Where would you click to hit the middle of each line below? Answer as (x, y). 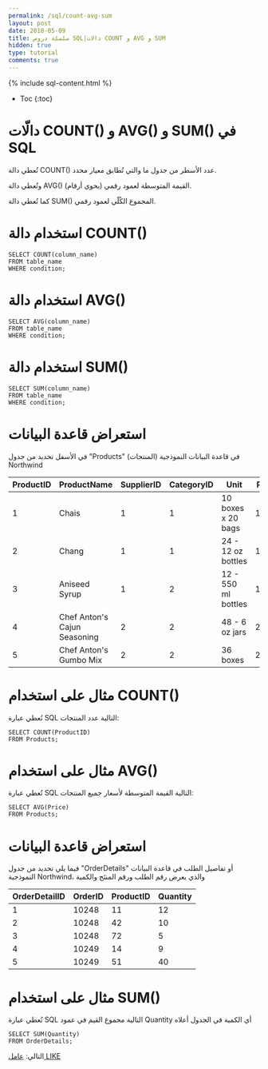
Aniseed (74, 584)
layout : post (30, 23)
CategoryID (191, 485)
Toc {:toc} (36, 98)
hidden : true (30, 46)
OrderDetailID (39, 896)
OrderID (88, 896)
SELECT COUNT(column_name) (53, 254)
